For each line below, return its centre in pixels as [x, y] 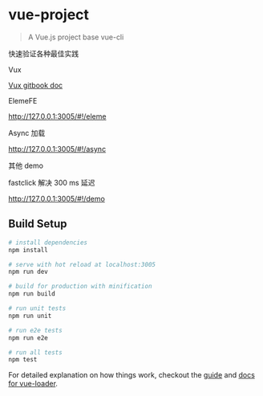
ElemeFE [23, 100]
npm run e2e [28, 338]
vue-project [49, 15]
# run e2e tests [35, 330]
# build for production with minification [80, 287]
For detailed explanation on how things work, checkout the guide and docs [131, 375]
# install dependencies [48, 243]
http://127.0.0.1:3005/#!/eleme [57, 116]
